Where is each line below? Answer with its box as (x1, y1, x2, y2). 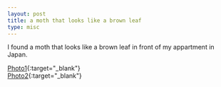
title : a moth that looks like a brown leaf (7, 17, 142, 24)
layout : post (7, 10, 46, 18)
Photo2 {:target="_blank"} (7, 71, 82, 80)
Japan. (7, 50, 28, 59)
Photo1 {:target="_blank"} (7, 64, 81, 73)
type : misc (7, 23, 40, 30)
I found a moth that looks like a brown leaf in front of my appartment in (7, 43, 215, 52)
